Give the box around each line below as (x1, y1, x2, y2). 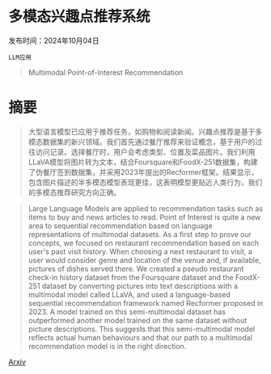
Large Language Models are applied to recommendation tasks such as (28, 203, 264, 213)
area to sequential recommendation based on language (28, 220, 213, 231)
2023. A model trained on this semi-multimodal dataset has (28, 307, 227, 317)
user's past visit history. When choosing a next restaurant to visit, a (28, 246, 253, 256)
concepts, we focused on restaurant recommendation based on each (28, 238, 259, 248)
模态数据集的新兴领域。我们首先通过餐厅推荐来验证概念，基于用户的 (28, 137, 256, 147)
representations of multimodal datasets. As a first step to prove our (28, 229, 252, 239)
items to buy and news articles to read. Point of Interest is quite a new (28, 212, 261, 222)
